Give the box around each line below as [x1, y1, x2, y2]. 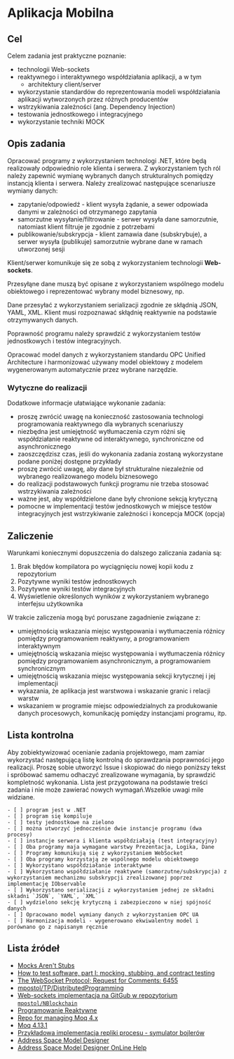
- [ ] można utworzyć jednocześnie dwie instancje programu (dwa [7, 825, 202, 832]
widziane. [7, 792, 35, 801]
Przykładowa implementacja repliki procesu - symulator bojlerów [17, 1028, 205, 1036]
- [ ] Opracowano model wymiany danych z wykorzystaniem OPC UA [7, 911, 199, 918]
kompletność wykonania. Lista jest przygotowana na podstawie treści [7, 778, 208, 786]
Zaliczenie [7, 529, 54, 542]
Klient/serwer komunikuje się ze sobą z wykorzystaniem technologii [7, 258, 203, 267]
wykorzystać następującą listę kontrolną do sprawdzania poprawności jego [7, 755, 225, 764]
